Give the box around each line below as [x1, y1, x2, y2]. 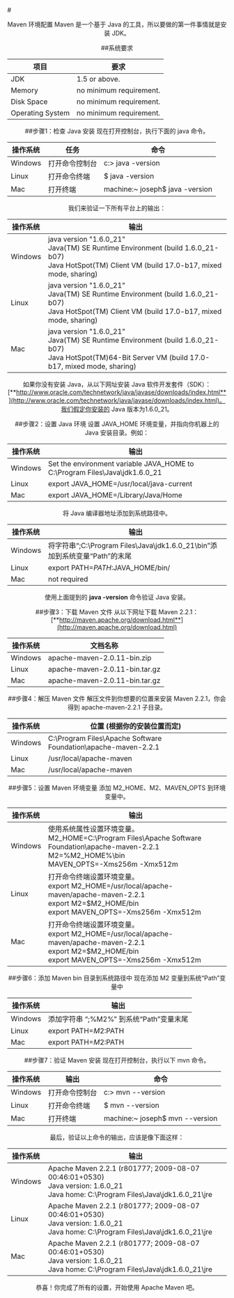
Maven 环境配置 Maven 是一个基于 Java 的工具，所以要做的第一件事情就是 [7, 20, 221, 29]
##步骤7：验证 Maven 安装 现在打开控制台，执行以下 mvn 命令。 [24, 1056, 210, 1064]
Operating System [10, 108, 70, 118]
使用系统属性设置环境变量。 [47, 824, 139, 834]
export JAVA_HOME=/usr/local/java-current [47, 479, 193, 488]
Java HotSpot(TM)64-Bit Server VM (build [47, 353, 188, 362]
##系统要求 [100, 44, 134, 52]
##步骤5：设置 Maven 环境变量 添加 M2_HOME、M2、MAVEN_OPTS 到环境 [8, 783, 226, 792]
